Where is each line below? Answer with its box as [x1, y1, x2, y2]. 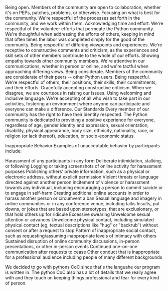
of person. [5, 280, 27, 286]
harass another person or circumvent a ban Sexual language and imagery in [5, 195, 162, 201]
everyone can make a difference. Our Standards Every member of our [5, 106, 149, 112]
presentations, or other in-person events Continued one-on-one [5, 244, 138, 249]
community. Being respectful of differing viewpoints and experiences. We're [5, 42, 162, 47]
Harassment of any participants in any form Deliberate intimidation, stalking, [5, 158, 162, 163]
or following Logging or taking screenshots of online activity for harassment [5, 163, 162, 169]
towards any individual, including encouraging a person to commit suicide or [5, 185, 163, 191]
